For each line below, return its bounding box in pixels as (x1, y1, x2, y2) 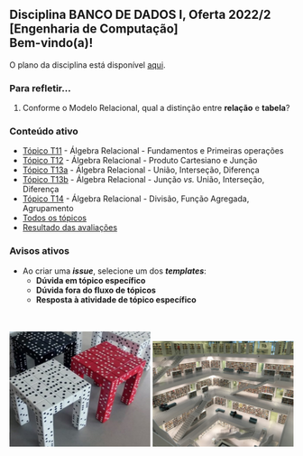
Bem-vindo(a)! (9, 35, 93, 51)
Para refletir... (9, 81, 71, 94)
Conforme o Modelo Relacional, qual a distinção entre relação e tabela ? (22, 103, 290, 114)
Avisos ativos (9, 245, 70, 257)
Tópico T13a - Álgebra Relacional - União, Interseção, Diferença (22, 164, 260, 175)
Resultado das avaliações (22, 222, 118, 233)
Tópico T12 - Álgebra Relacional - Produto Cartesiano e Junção (22, 155, 258, 166)
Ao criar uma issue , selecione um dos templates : (22, 265, 207, 276)
